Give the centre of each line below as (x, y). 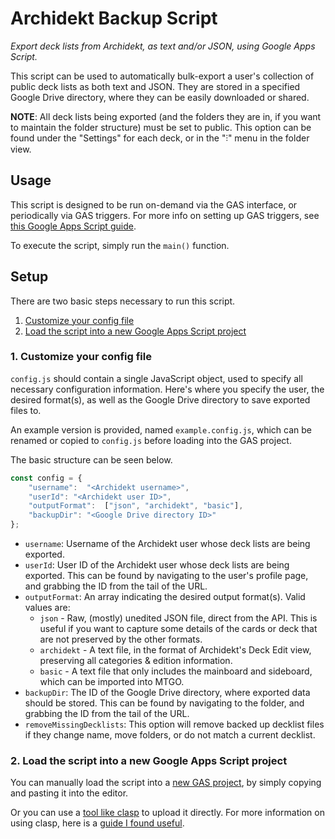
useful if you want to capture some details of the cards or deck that (178, 629)
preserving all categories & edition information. (136, 661)
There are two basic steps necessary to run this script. (123, 301)
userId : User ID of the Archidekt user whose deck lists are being (157, 565)
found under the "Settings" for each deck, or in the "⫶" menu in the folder (160, 138)
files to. (26, 410)
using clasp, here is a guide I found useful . (97, 823)
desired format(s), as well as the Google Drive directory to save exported (160, 399)
